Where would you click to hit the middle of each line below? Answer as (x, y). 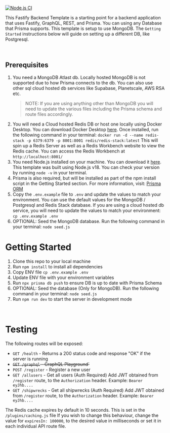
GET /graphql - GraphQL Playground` (51, 364)
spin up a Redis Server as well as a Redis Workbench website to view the (89, 145)
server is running (30, 359)
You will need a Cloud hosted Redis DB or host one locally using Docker (87, 124)
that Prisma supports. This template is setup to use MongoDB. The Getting (83, 28)
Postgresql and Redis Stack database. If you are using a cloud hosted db (88, 205)
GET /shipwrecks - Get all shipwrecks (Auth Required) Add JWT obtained (88, 390)
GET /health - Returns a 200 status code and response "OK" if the (81, 353)
